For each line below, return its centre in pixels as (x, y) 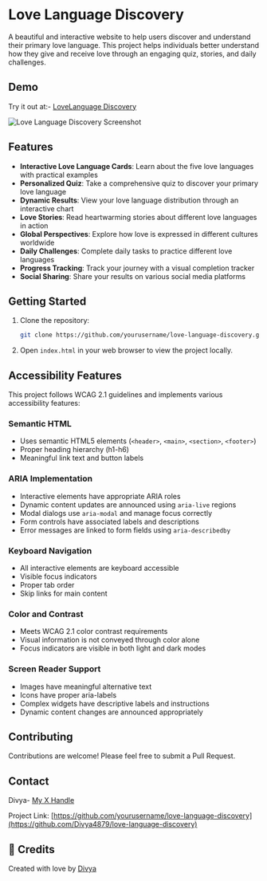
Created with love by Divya (53, 868)
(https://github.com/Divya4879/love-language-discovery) (103, 824)
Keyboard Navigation (50, 550)
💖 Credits (32, 850)
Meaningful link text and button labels (82, 458)
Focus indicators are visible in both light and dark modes (113, 648)
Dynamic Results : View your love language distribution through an (129, 200)
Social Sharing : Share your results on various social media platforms (132, 276)
